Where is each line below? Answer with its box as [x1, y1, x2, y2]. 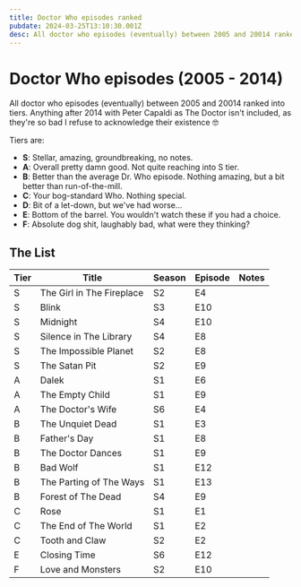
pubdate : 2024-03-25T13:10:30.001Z [9, 22, 142, 30]
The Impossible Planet [39, 345, 134, 358]
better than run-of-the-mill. [21, 181, 123, 192]
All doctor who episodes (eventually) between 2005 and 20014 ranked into [9, 98, 285, 108]
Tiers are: [9, 135, 45, 146]
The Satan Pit [39, 359, 97, 372]
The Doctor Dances [39, 447, 123, 460]
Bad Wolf [39, 462, 79, 474]
